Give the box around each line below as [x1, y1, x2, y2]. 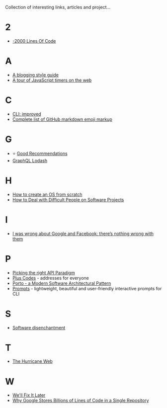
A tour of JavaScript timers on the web [12, 77, 92, 83]
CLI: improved [12, 111, 41, 117]
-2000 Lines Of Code [12, 38, 56, 44]
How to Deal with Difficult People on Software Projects [12, 196, 124, 203]
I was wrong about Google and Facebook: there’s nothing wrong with [12, 231, 154, 237]
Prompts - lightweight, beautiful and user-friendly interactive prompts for [12, 285, 162, 291]
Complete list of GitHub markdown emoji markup [12, 116, 113, 122]
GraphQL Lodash [12, 158, 48, 163]
